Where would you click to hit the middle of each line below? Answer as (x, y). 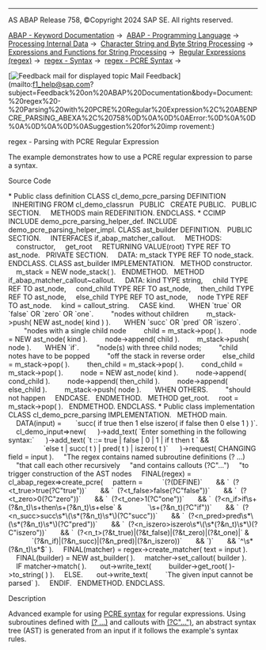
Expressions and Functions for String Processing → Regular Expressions (127, 52)
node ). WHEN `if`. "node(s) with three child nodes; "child (123, 348)
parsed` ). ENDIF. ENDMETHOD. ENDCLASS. (87, 583)
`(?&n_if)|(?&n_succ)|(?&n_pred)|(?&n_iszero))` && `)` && (134, 541)
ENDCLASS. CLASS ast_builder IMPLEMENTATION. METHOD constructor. (130, 263)
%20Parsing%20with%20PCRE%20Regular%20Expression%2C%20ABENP (133, 109)
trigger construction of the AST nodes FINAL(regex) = (100, 473)
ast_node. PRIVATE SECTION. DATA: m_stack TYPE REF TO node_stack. (131, 255)
